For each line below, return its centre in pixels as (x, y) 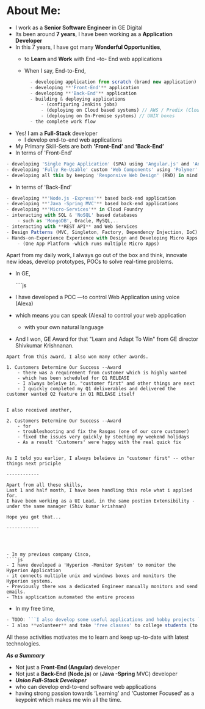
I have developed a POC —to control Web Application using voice (97, 297)
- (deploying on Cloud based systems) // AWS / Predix (112, 111)
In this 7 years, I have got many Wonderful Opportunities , (88, 47)
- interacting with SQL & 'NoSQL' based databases (72, 215)
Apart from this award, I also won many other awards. (77, 357)
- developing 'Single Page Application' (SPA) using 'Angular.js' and (98, 164)
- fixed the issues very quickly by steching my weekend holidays (103, 437)
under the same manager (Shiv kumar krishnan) (67, 507)
